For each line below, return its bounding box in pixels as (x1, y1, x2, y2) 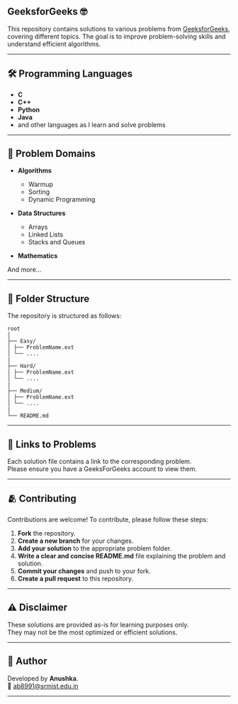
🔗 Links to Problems (7, 438, 97, 450)
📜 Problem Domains (7, 148, 96, 160)
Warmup (28, 180, 54, 189)
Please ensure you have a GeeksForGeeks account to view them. (7, 465, 197, 473)
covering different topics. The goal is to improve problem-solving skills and (7, 32, 226, 40)
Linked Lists (28, 230, 64, 239)
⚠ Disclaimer (7, 602, 68, 614)
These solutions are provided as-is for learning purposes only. (7, 620, 189, 629)
